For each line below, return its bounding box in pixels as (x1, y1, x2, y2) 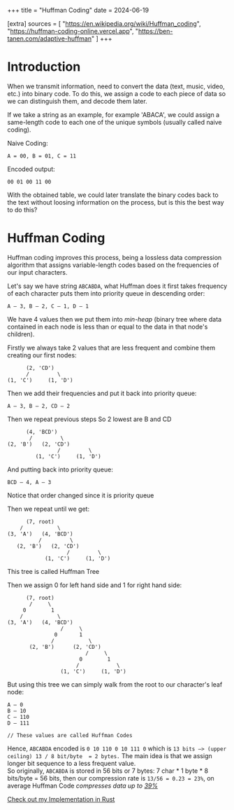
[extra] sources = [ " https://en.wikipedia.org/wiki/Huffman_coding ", (7, 20, 201, 27)
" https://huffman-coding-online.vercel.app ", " (7, 27, 138, 35)
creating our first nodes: (7, 350, 77, 359)
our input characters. (7, 268, 68, 276)
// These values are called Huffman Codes (7, 732, 133, 739)
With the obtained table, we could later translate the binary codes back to (7, 191, 219, 199)
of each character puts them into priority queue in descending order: (7, 289, 205, 297)
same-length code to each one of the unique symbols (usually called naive (7, 118, 222, 126)
